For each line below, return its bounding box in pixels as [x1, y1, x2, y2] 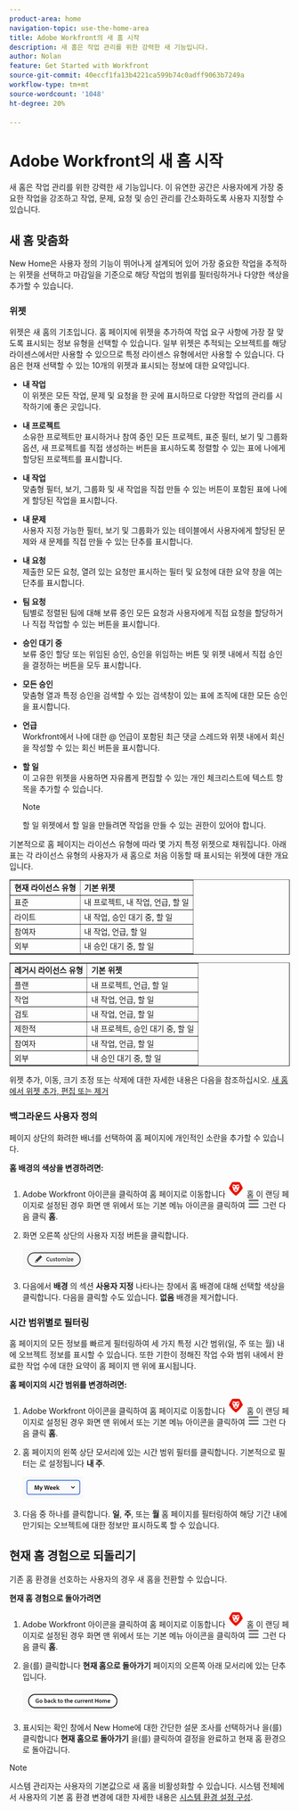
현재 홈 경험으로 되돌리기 [9, 1548, 136, 1564]
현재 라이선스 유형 [14, 883, 77, 893]
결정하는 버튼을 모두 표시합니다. [31, 660, 141, 671]
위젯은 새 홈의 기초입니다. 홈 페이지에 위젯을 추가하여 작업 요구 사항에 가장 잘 [9, 326, 275, 338]
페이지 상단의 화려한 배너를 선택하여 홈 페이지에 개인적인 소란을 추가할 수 [9, 1132, 261, 1143]
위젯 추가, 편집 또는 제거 [25, 1086, 109, 1097]
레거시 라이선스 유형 [14, 965, 84, 975]
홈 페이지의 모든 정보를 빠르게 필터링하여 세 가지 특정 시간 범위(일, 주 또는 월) [9, 1338, 276, 1349]
